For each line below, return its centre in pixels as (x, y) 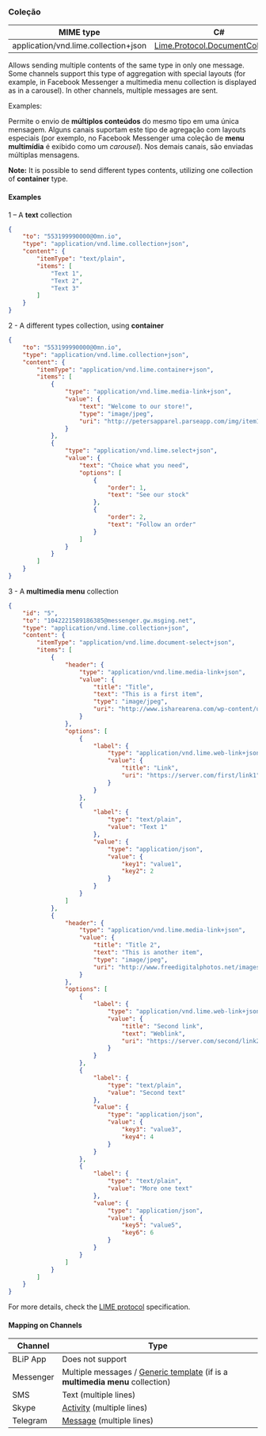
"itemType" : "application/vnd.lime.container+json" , (125, 370)
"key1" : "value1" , (152, 864)
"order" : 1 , (127, 488)
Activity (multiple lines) (105, 1408)
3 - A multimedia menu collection (63, 591)
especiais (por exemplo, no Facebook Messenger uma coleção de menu (126, 138)
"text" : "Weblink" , (154, 1034)
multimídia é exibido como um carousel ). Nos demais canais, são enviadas (131, 147)
